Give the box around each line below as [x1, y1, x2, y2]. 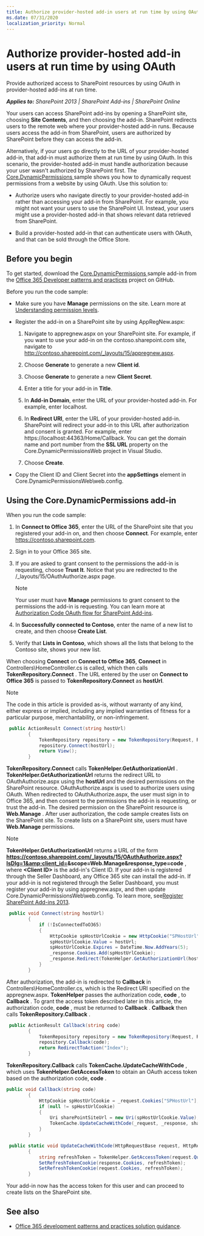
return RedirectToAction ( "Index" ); [38, 1045, 129, 1051]
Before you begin [6, 254, 73, 264]
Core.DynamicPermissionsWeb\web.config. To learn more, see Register [6, 892, 183, 899]
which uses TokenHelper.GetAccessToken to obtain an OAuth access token [6, 1068, 197, 1076]
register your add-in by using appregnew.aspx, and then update [6, 885, 166, 893]
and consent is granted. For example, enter [24, 428, 132, 435]
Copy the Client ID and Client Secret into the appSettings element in [15, 471, 186, 479]
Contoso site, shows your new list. [15, 646, 101, 653]
